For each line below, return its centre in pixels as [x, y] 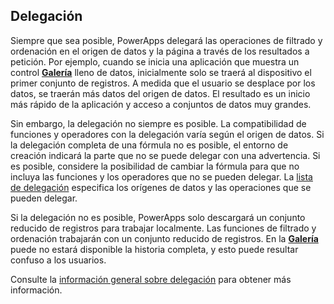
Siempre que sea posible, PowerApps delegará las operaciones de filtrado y [166, 40]
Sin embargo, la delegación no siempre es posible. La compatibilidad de [158, 123]
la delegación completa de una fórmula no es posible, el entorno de [149, 145]
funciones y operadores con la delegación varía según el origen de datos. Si [167, 134]
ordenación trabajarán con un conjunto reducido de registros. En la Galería [164, 238]
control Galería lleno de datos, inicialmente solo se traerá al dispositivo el [161, 72]
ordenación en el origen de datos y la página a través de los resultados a [160, 51]
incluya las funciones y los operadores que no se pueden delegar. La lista [161, 176]
